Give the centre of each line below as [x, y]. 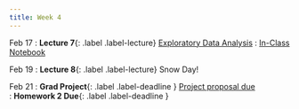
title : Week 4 [36, 17]
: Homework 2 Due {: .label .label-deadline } [89, 96]
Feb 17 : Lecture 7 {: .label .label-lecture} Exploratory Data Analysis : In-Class [149, 43]
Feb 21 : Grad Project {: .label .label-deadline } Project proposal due [132, 86]
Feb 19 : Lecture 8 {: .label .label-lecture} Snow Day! [104, 69]
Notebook [28, 52]
